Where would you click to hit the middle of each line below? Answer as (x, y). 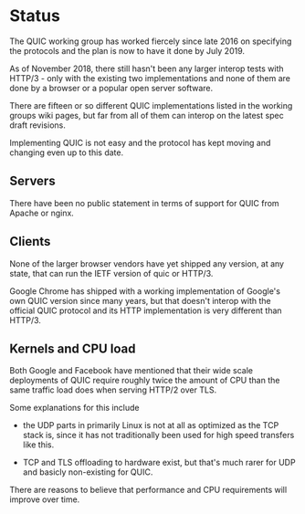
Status (35, 16)
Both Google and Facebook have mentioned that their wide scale (131, 371)
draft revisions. (37, 125)
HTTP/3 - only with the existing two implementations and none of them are (150, 78)
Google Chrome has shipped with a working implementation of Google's (145, 291)
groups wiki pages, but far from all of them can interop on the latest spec (147, 115)
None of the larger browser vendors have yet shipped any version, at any (147, 263)
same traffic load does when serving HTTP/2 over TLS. (113, 390)
